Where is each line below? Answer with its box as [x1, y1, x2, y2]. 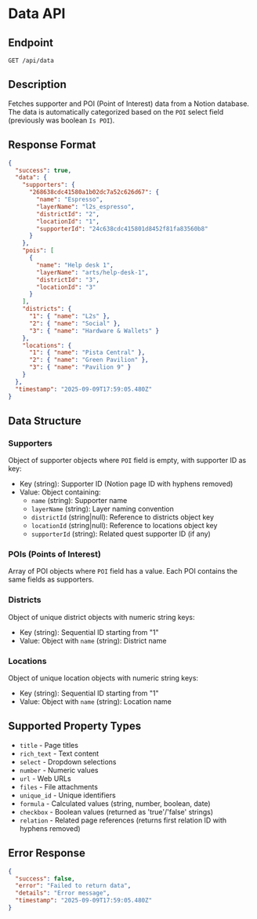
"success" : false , [15, 874, 76, 883]
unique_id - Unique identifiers [19, 790, 116, 800]
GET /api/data [8, 57, 55, 64]
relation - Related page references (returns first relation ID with [19, 815, 227, 825]
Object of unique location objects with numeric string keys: [8, 673, 198, 683]
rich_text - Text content [19, 749, 100, 758]
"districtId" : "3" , [36, 275, 100, 283]
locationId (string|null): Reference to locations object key [31, 521, 218, 531]
